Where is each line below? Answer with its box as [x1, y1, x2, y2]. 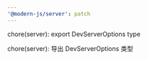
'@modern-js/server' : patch [7, 10, 91, 18]
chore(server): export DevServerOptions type [7, 30, 141, 38]
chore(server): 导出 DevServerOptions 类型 [7, 44, 134, 53]
